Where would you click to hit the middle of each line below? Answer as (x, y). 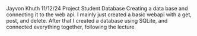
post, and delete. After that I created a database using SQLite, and (87, 21)
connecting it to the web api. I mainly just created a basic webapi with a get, (99, 15)
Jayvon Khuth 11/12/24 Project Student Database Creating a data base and (97, 8)
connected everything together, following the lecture (70, 27)
